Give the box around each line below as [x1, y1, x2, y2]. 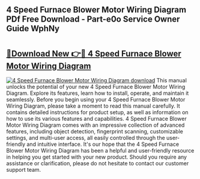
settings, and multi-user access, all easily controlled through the [6, 135, 165, 141]
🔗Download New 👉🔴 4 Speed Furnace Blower [6, 48, 181, 59]
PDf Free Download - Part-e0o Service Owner [6, 14, 180, 25]
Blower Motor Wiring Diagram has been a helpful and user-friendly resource [6, 147, 195, 154]
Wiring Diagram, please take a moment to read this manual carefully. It [6, 102, 180, 109]
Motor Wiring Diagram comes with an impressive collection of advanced [6, 121, 185, 129]
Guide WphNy [6, 23, 60, 34]
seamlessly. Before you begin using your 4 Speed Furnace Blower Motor [6, 96, 186, 103]
